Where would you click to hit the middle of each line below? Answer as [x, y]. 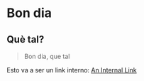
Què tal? [26, 39]
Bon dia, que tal [47, 56]
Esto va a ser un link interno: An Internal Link [72, 70]
